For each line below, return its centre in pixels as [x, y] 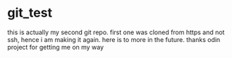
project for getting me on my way [56, 47]
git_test [30, 13]
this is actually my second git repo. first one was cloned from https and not [116, 32]
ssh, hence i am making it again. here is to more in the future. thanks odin [114, 39]
